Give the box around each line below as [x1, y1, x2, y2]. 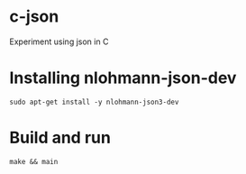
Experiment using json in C [9, 36, 109, 47]
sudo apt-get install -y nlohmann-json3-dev [9, 97, 179, 106]
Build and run [9, 128, 111, 148]
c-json [9, 6, 59, 27]
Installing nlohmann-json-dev [9, 68, 237, 88]
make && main [9, 157, 59, 166]
